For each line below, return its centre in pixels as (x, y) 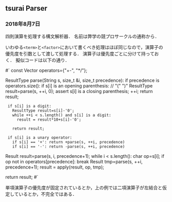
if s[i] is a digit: (30, 106)
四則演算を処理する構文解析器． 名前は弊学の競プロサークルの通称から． (82, 36)
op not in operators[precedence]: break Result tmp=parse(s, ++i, (74, 161)
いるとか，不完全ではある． (48, 194)
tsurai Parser (26, 8)
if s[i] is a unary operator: (40, 137)
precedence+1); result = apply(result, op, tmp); (55, 167)
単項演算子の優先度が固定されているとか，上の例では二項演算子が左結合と (84, 188)
